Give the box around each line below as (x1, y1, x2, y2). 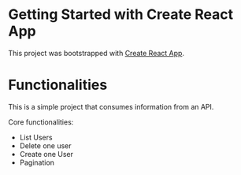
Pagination (19, 158, 55, 167)
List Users (19, 132, 53, 142)
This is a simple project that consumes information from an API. (8, 102, 214, 111)
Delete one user (19, 140, 72, 151)
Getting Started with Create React (8, 6, 234, 24)
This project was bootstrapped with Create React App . (8, 48, 185, 58)
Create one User (19, 149, 73, 158)
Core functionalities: (8, 117, 74, 127)
